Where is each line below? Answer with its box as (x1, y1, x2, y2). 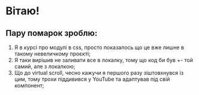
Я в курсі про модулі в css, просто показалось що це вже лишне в (14, 44, 184, 51)
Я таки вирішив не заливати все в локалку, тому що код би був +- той (14, 57, 193, 63)
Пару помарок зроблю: (5, 28, 98, 38)
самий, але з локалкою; (14, 63, 76, 70)
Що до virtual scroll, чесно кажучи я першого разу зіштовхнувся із (14, 69, 184, 76)
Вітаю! (5, 4, 40, 18)
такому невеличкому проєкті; (14, 50, 91, 57)
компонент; (14, 82, 44, 89)
